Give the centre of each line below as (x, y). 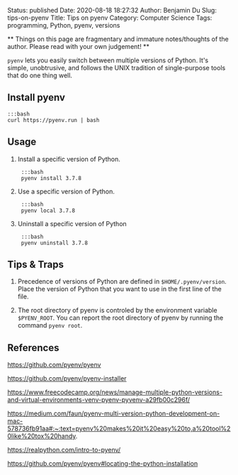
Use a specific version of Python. (66, 191)
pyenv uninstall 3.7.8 (55, 243)
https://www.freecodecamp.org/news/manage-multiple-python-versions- (115, 392)
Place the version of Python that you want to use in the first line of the (119, 289)
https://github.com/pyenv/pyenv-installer (67, 379)
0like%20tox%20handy (42, 436)
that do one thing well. (40, 75)
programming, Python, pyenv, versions (64, 25)
